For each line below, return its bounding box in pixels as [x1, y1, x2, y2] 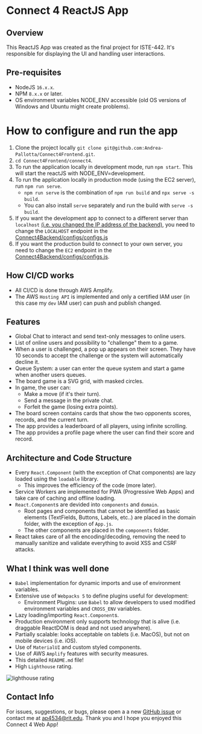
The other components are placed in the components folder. [24, 526, 170, 534]
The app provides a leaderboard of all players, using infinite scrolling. [14, 423, 188, 430]
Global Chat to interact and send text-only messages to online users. [14, 333, 186, 340]
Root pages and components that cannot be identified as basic [24, 508, 180, 515]
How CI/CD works [6, 270, 74, 281]
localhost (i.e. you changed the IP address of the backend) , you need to [14, 221, 195, 228]
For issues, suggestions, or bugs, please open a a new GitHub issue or [6, 707, 182, 715]
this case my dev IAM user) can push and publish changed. [14, 299, 162, 307]
